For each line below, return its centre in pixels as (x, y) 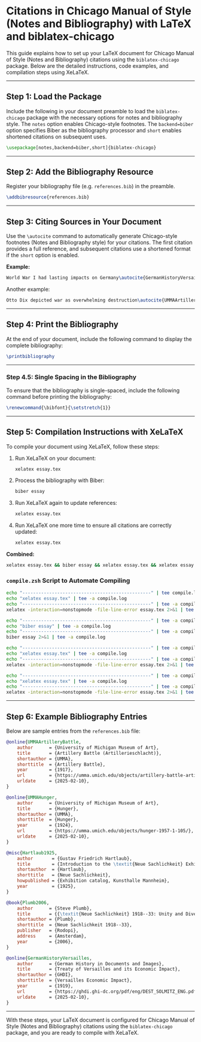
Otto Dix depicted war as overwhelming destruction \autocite (84, 300)
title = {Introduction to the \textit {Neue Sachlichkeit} (100, 864)
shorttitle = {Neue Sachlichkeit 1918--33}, (75, 925)
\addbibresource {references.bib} (48, 197)
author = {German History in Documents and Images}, (91, 963)
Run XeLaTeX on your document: (55, 458)
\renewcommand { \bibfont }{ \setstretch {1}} (59, 408)
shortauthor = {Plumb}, (47, 919)
